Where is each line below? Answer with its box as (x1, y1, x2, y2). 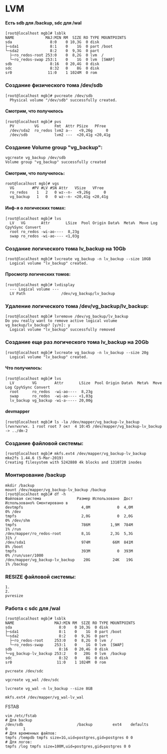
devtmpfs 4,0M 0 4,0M (5, 504, 133, 510)
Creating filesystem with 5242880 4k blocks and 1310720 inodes (5, 460, 142, 465)
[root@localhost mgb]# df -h (5, 491, 66, 496)
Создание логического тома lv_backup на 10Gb (5, 245, 126, 252)
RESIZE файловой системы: (5, 573, 76, 580)
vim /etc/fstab (5, 713, 37, 718)
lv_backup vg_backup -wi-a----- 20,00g (9, 398, 93, 403)
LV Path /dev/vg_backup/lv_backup (9, 291, 115, 296)
